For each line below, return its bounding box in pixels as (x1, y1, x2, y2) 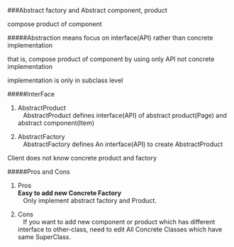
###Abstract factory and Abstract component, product (7, 6, 168, 14)
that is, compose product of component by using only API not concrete (7, 55, 215, 63)
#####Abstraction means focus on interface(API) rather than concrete (7, 33, 213, 42)
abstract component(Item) (17, 119, 94, 127)
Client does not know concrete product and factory (7, 154, 157, 162)
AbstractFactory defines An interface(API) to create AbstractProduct (23, 140, 223, 148)
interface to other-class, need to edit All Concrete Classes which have (17, 225, 223, 234)
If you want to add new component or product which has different (23, 218, 216, 226)
